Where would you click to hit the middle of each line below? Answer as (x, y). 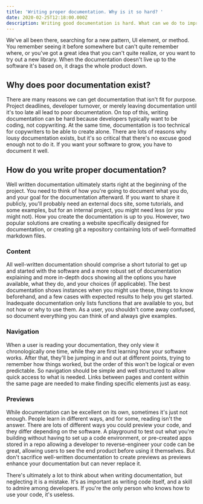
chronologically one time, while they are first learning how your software (96, 351)
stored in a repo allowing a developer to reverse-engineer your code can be (101, 444)
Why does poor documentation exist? (79, 85)
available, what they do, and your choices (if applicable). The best (88, 284)
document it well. (28, 151)
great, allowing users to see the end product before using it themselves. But (101, 450)
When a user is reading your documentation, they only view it (82, 344)
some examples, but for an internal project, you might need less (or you (95, 210)
